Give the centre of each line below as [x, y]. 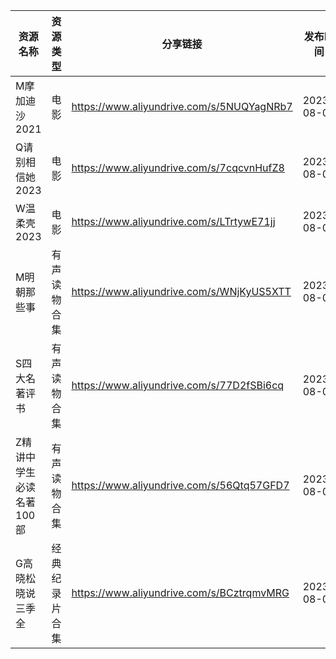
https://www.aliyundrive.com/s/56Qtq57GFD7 [180, 485]
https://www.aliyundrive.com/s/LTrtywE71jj [173, 221]
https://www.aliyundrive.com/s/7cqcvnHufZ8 [178, 167]
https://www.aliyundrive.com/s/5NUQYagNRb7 [182, 106]
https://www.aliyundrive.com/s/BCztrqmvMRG [180, 592]
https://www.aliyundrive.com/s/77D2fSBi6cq [178, 385]
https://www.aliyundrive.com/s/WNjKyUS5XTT [181, 291]
